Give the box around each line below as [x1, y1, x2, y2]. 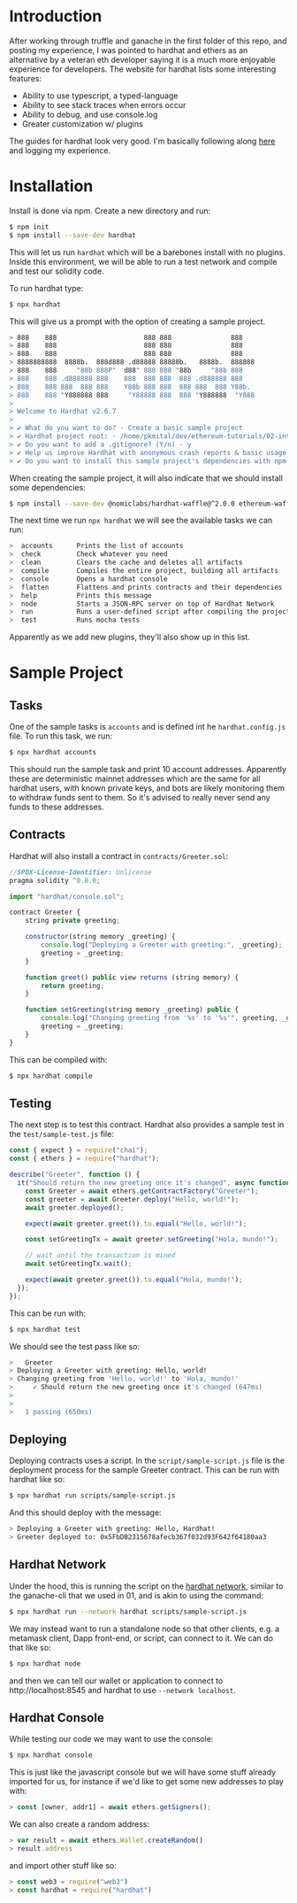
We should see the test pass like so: [9, 1341, 140, 1351]
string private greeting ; [25, 917, 121, 925]
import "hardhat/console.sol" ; [9, 892, 125, 901]
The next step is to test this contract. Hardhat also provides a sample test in [9, 1119, 285, 1130]
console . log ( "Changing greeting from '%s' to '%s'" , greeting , [41, 1014, 278, 1023]
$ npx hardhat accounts [9, 748, 97, 757]
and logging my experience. [9, 144, 111, 156]
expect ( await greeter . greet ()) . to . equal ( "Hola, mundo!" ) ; [25, 1275, 243, 1284]
